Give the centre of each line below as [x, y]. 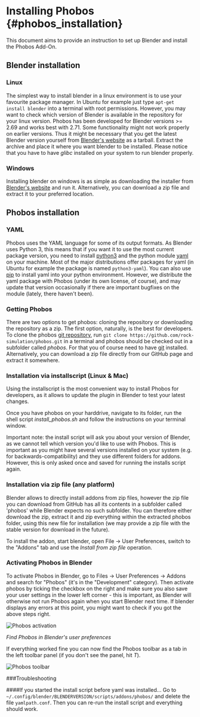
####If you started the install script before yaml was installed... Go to [91, 689]
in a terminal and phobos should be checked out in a [128, 341]
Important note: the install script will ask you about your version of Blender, [99, 437]
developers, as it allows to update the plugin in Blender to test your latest [96, 395]
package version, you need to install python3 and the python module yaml [97, 255]
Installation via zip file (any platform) [61, 484]
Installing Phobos [50, 11]
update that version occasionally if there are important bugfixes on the [93, 287]
